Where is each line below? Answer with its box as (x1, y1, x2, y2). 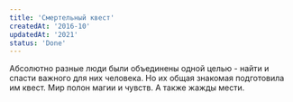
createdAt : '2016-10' (9, 22, 91, 31)
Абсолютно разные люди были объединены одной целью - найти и (9, 63, 270, 74)
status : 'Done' (9, 38, 67, 48)
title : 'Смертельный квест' (9, 13, 115, 23)
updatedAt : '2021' (9, 30, 78, 39)
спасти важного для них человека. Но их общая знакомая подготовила (9, 73, 285, 84)
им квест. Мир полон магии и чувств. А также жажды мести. (9, 82, 245, 93)
